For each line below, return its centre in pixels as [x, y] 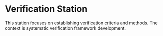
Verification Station [46, 9]
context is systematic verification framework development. [66, 28]
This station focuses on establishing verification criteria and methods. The [82, 23]
